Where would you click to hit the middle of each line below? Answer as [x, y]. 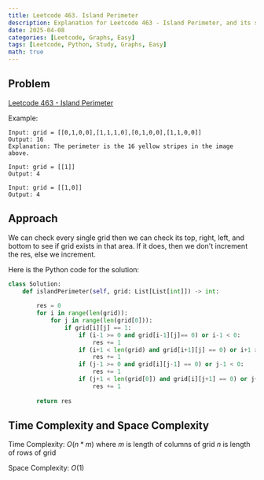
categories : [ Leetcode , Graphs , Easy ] [71, 37]
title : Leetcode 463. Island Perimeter [73, 15]
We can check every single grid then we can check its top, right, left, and [126, 238]
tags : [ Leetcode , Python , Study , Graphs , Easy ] [88, 45]
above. [19, 153]
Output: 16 [26, 139]
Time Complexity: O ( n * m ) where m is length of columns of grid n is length [129, 445]
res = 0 [49, 306]
